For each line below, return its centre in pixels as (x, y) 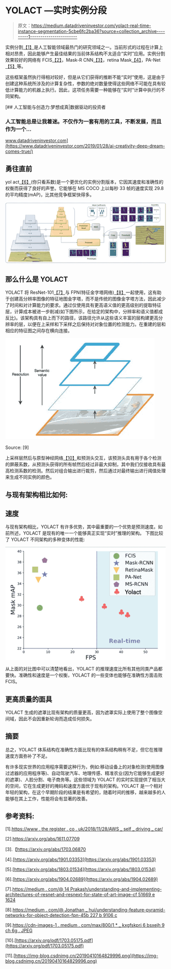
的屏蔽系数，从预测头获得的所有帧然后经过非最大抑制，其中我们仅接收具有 (83, 465)
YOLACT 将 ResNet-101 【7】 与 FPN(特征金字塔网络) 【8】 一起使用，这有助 (83, 292)
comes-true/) (19, 151)
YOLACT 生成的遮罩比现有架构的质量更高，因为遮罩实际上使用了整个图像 (82, 712)
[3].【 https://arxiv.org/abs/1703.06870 (46, 849)
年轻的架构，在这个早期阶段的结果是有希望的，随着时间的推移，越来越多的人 (85, 792)
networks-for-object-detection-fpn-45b (47, 915)
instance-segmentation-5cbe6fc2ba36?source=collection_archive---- (91, 31)
